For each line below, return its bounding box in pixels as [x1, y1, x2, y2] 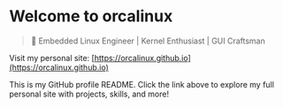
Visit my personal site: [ [9, 52, 95, 63]
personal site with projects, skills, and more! [9, 89, 170, 99]
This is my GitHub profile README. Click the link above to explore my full [9, 79, 274, 89]
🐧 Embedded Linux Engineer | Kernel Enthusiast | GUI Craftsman [30, 35, 265, 46]
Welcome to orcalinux [9, 6, 173, 27]
